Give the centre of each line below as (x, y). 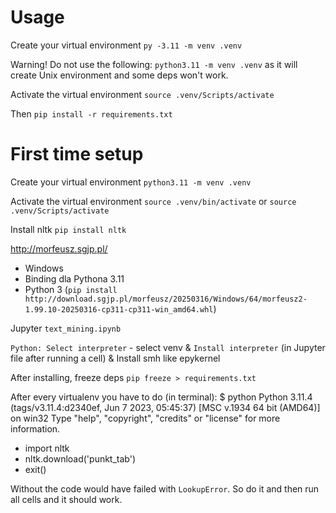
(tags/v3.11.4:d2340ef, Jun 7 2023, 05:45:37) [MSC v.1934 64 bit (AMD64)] (165, 407)
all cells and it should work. (66, 499)
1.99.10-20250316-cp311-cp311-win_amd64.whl (119, 309)
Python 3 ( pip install (71, 289)
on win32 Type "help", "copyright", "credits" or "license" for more (145, 418)
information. (35, 428)
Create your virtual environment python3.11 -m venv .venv (131, 182)
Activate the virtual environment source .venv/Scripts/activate (142, 94)
